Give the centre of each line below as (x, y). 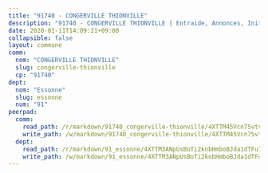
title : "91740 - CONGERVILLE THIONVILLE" (78, 16)
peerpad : (23, 112)
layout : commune (35, 45)
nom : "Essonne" (41, 90)
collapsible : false (41, 38)
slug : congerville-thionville (65, 68)
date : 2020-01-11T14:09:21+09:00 (64, 30)
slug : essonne (39, 97)
